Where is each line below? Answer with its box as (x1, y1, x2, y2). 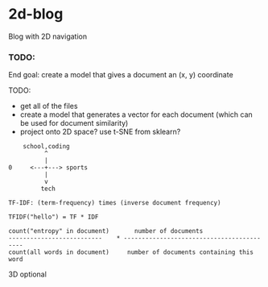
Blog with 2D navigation (8, 31, 87, 41)
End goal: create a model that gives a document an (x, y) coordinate (8, 70, 233, 80)
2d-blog (8, 5, 64, 23)
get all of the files (19, 102, 78, 111)
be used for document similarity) (19, 119, 129, 128)
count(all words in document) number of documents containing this (8, 248, 254, 256)
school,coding (23, 143, 70, 151)
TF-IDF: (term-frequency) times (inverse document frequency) (8, 199, 221, 207)
